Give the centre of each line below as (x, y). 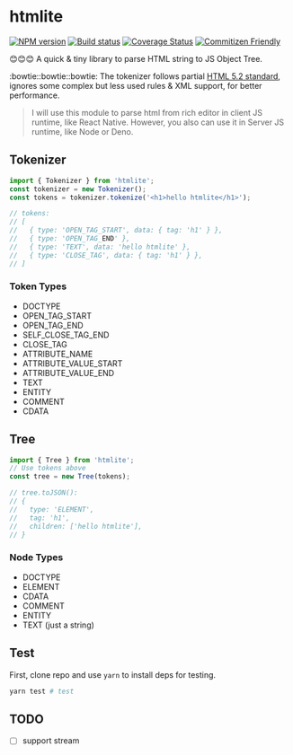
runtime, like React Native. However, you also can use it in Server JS (158, 122)
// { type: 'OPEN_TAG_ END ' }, (70, 239)
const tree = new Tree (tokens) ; (70, 477)
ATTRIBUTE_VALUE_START (72, 363)
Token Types (38, 286)
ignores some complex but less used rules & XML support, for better (136, 85)
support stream (51, 741)
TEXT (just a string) (58, 625)
